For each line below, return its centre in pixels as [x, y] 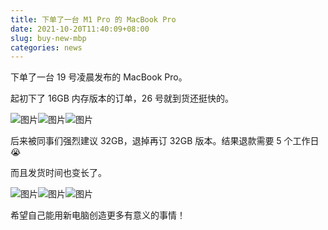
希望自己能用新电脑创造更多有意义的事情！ [98, 215]
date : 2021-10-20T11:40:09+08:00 [80, 29]
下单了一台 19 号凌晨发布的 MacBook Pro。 [99, 77]
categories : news [46, 47]
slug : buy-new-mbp [48, 38]
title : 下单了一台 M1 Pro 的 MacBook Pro [93, 19]
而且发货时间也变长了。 [58, 173]
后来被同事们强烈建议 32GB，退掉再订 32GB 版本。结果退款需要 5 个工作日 [165, 141]
